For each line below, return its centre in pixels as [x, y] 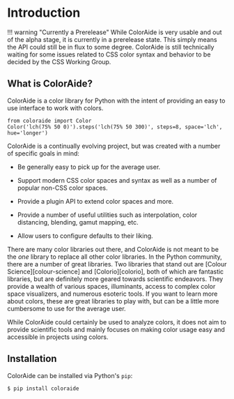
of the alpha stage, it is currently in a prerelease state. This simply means [112, 39]
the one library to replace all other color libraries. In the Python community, [115, 257]
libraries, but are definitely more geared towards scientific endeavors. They [115, 279]
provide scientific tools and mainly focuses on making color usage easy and [116, 329]
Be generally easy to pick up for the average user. [89, 167]
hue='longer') [28, 133]
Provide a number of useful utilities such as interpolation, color [107, 215]
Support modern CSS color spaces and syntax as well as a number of [117, 180]
